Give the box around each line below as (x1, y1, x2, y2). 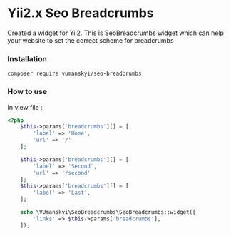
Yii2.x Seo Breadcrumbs (7, 5, 155, 21)
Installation (7, 53, 48, 63)
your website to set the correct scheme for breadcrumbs (7, 36, 174, 44)
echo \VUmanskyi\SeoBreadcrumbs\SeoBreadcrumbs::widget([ (20, 209, 196, 216)
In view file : (7, 103, 43, 111)
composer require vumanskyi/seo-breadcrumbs (7, 70, 142, 78)
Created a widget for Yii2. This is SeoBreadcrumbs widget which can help (7, 29, 225, 37)
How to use (7, 87, 48, 97)
